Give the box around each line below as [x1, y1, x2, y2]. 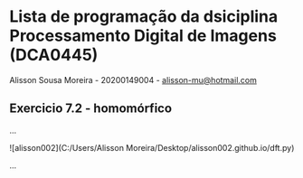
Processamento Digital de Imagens [9, 25, 278, 46]
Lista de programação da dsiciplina [9, 6, 279, 27]
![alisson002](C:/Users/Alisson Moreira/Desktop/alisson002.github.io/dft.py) [9, 142, 295, 153]
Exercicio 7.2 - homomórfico [9, 101, 173, 117]
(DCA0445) [9, 45, 99, 65]
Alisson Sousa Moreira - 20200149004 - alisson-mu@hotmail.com [9, 74, 258, 85]
